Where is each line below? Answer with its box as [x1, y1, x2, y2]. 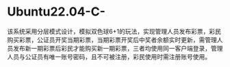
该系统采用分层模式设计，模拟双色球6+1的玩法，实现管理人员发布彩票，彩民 [7, 27, 221, 35]
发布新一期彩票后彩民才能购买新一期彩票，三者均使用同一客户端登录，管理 [12, 44, 223, 52]
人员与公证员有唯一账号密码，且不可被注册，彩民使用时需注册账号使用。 [7, 52, 211, 61]
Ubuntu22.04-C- [7, 4, 106, 20]
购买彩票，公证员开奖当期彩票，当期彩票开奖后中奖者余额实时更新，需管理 [7, 35, 217, 44]
